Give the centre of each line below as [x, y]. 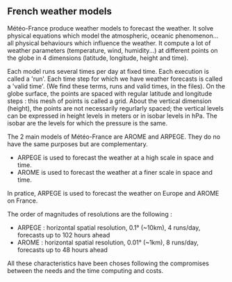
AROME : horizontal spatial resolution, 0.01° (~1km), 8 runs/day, [108, 242]
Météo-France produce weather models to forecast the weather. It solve [110, 28]
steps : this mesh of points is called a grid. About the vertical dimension [109, 101]
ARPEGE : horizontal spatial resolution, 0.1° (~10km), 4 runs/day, [109, 227]
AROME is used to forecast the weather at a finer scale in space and [115, 172]
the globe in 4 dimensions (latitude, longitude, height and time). [98, 58]
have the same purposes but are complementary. [77, 144]
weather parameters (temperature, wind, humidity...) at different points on [113, 50]
